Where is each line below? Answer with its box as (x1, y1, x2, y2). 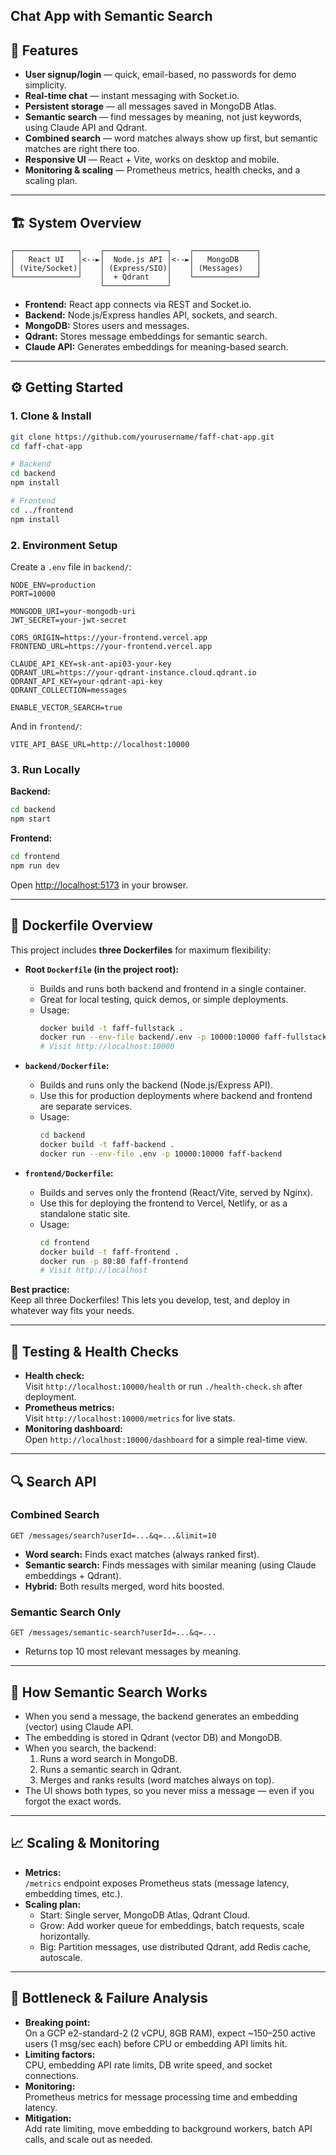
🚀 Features (10, 42, 79, 59)
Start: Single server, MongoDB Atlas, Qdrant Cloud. (39, 1909, 251, 1921)
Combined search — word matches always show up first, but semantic (24, 132, 319, 144)
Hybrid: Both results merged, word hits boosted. (24, 1580, 225, 1592)
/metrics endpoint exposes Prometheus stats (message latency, (24, 1877, 290, 1889)
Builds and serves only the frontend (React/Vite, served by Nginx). (39, 1186, 313, 1198)
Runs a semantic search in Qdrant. (39, 1763, 182, 1775)
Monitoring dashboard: (24, 1423, 123, 1435)
